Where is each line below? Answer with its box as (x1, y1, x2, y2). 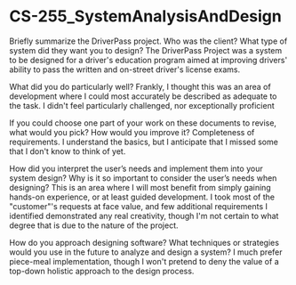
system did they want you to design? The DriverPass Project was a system (9, 45, 283, 55)
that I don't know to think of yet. (9, 145, 126, 157)
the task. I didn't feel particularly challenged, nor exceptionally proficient (9, 100, 276, 110)
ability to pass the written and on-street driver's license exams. (9, 64, 241, 75)
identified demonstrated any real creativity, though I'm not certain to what (9, 210, 279, 221)
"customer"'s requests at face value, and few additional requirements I (9, 200, 268, 211)
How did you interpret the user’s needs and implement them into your (9, 163, 264, 174)
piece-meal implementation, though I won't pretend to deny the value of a (9, 256, 279, 266)
